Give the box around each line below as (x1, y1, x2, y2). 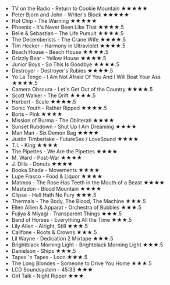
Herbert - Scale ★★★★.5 (11, 98, 77, 105)
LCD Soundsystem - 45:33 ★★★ (11, 266, 93, 273)
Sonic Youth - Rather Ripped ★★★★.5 (11, 105, 107, 111)
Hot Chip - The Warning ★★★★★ (11, 18, 97, 24)
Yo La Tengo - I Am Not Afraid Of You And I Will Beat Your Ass (11, 73, 161, 80)
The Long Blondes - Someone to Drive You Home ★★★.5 (11, 260, 153, 267)
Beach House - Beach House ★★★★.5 (11, 49, 109, 55)
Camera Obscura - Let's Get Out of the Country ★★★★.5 (11, 86, 153, 92)
